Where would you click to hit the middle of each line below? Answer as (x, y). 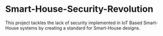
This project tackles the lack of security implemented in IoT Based (74, 23)
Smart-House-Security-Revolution (79, 9)
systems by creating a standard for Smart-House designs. (80, 28)
